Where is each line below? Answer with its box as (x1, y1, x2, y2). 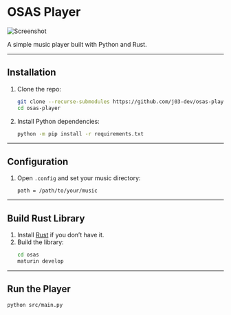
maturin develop (16, 257, 64, 265)
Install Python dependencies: (16, 117, 100, 125)
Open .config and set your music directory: (16, 174, 141, 182)
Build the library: (16, 238, 64, 246)
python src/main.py (7, 301, 63, 308)
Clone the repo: (16, 85, 62, 93)
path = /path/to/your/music (16, 187, 98, 195)
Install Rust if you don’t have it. (16, 231, 104, 239)
